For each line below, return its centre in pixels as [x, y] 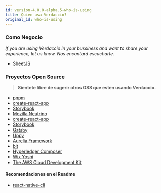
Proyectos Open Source [35, 77]
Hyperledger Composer [37, 151]
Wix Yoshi [23, 157]
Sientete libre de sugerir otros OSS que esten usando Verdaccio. [87, 87]
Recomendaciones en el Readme [41, 174]
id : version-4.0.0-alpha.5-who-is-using [49, 10]
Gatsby [20, 130]
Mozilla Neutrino [30, 114]
